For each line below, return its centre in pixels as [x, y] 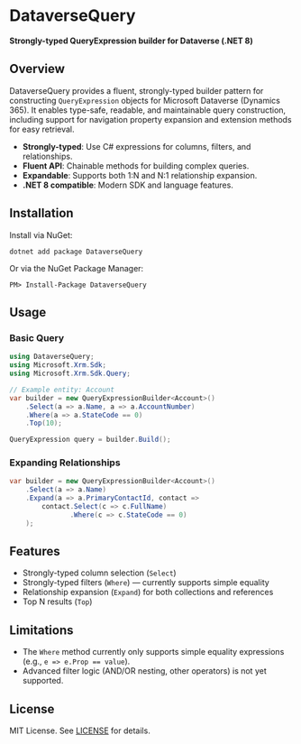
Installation [41, 213]
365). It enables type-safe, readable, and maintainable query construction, [148, 110]
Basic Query [37, 337]
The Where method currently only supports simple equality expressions [153, 652]
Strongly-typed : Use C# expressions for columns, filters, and [137, 146]
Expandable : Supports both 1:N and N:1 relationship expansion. [140, 175]
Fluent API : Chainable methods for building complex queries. [136, 165]
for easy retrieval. [42, 129]
